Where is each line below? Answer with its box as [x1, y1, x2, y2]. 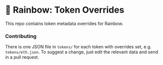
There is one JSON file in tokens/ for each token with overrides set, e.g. [5, 44, 152, 50]
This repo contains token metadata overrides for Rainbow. [5, 21, 123, 26]
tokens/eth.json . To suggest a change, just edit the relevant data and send [5, 49, 159, 55]
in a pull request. [5, 54, 40, 60]
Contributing [5, 33, 37, 40]
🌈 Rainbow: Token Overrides [5, 4, 125, 16]
